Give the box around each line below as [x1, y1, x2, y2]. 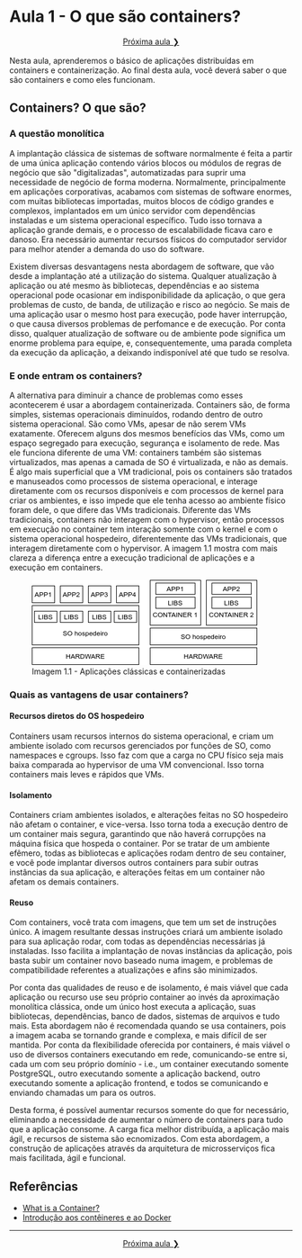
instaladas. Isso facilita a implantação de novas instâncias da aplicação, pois [9, 946, 293, 957]
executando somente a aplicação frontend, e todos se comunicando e [9, 1078, 269, 1089]
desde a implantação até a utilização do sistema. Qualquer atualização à [9, 270, 277, 281]
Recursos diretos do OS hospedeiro [9, 711, 145, 722]
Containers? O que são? [9, 101, 147, 116]
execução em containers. [9, 562, 103, 572]
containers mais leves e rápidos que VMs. [9, 769, 164, 780]
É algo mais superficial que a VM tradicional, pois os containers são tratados [9, 466, 293, 477]
